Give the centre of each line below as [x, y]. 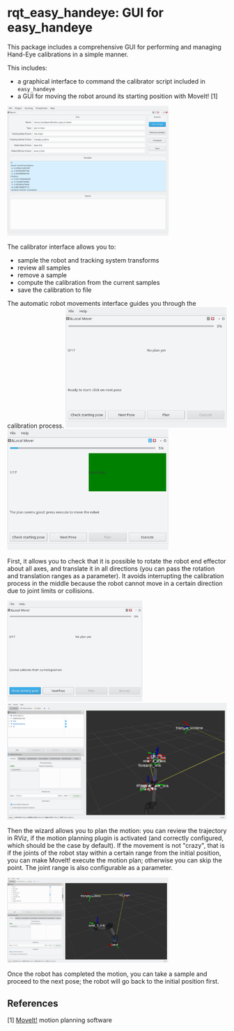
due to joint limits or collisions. [50, 591]
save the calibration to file [54, 290]
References [33, 1003]
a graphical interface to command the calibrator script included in [111, 81]
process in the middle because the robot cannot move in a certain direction [115, 583]
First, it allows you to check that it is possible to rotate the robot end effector [117, 561]
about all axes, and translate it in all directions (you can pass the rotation [111, 568]
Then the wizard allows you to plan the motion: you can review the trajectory [117, 830]
